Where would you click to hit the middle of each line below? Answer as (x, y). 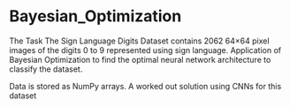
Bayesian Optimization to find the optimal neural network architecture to (140, 59)
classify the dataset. (46, 69)
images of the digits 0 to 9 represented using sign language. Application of (145, 50)
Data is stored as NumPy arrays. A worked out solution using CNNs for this (145, 86)
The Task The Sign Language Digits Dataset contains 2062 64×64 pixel (139, 41)
